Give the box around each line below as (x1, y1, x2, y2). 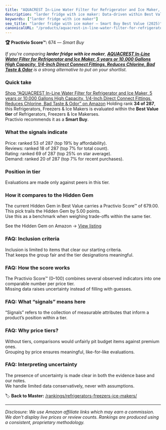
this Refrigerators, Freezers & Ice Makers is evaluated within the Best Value (5, 106, 159, 112)
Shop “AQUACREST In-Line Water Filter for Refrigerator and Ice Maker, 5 (5, 90, 153, 96)
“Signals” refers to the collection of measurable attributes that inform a (5, 309, 149, 315)
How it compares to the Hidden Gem (5, 191, 94, 198)
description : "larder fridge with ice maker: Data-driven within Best (5, 12, 154, 17)
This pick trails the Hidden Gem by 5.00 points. (5, 208, 101, 214)
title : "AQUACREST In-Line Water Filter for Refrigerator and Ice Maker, (5, 7, 161, 12)
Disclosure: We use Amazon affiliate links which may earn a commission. (5, 409, 155, 415)
